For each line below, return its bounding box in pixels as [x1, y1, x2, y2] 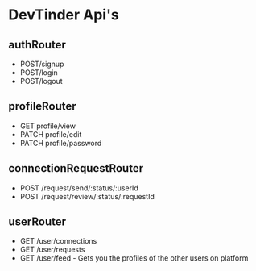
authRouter [8, 38, 67, 52]
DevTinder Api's [8, 6, 119, 24]
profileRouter [8, 99, 76, 114]
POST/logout [19, 77, 63, 85]
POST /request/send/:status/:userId [19, 183, 138, 193]
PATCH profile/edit [19, 129, 82, 139]
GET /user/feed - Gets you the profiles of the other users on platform [19, 253, 249, 263]
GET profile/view [19, 121, 76, 131]
